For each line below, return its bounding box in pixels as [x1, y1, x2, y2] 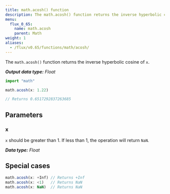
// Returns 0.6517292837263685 [5, 96, 71, 102]
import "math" [5, 78, 35, 83]
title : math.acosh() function [5, 7, 69, 13]
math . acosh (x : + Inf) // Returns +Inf [5, 175, 85, 180]
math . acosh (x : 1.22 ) [5, 87, 49, 92]
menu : [5, 17, 17, 22]
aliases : [5, 40, 24, 45]
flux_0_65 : [10, 21, 33, 27]
